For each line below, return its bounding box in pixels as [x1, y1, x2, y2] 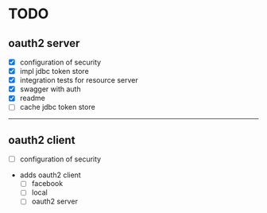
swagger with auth [19, 84, 81, 94]
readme [19, 93, 45, 103]
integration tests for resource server [19, 76, 138, 85]
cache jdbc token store [19, 103, 95, 112]
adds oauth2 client [19, 170, 81, 180]
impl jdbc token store [19, 67, 89, 76]
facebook [31, 179, 64, 188]
